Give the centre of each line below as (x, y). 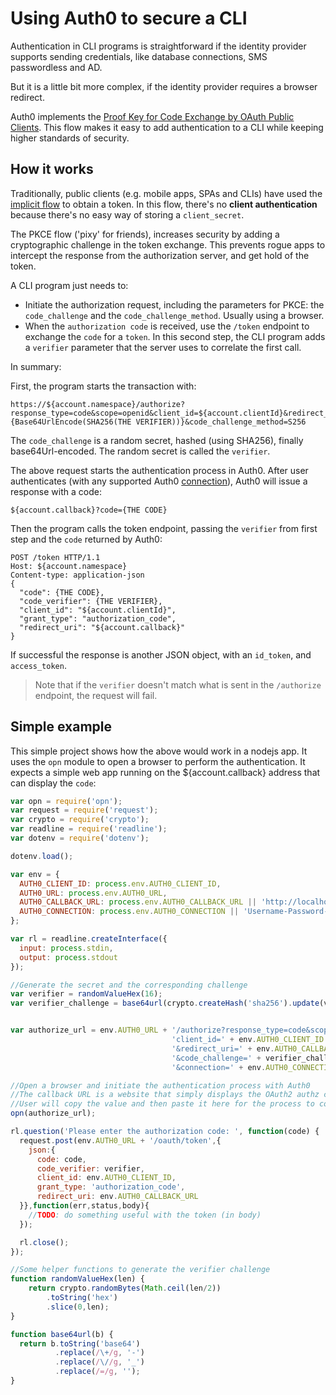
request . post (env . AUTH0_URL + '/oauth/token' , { (120, 1140)
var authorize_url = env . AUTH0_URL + (89, 1030)
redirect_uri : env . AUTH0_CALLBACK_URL (117, 1197)
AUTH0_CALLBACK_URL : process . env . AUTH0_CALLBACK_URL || (138, 902)
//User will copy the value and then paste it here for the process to (162, 1104)
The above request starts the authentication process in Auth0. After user (159, 470)
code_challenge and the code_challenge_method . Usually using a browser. (174, 315)
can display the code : (53, 783)
